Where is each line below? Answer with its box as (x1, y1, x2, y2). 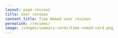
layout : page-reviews (5, 7, 51, 12)
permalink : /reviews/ (5, 21, 51, 26)
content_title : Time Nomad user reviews (5, 16, 91, 21)
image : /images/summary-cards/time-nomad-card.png (5, 26, 113, 31)
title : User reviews (5, 12, 49, 17)
